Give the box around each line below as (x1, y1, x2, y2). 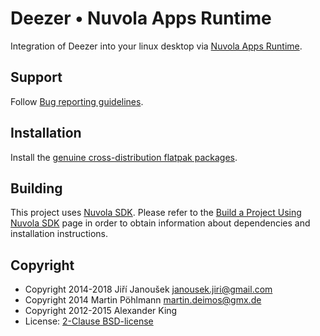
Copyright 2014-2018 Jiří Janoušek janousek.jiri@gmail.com (24, 283, 273, 296)
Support (10, 69, 63, 86)
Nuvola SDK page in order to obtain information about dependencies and (10, 217, 311, 229)
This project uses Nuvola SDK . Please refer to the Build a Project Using (10, 207, 302, 219)
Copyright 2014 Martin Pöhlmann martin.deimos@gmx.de (24, 294, 262, 306)
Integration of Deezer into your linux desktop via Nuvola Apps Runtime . (10, 40, 303, 52)
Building (10, 180, 63, 197)
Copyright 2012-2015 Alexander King (24, 305, 178, 317)
